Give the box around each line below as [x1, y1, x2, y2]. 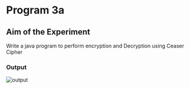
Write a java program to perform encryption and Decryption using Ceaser [6, 42, 185, 49]
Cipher [6, 49, 22, 56]
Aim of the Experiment [6, 27, 90, 37]
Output [6, 63, 27, 71]
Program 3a [6, 4, 65, 17]
